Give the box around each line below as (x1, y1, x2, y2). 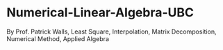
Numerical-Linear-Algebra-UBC (6, 5, 195, 21)
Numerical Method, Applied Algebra (6, 34, 109, 42)
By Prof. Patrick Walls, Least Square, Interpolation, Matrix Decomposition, (6, 27, 217, 36)
